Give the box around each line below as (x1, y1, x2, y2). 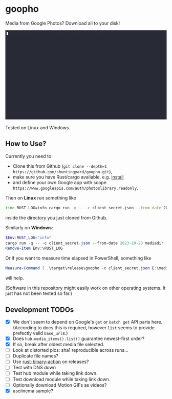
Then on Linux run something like (5, 194, 76, 201)
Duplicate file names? (12, 353, 59, 359)
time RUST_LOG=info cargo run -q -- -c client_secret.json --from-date (5, 205, 161, 210)
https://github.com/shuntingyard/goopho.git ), (12, 168, 113, 174)
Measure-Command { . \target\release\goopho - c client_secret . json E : (5, 266, 157, 271)
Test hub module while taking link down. (12, 370, 98, 376)
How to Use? (5, 139, 47, 148)
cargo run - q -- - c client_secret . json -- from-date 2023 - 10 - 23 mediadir (5, 241, 164, 246)
